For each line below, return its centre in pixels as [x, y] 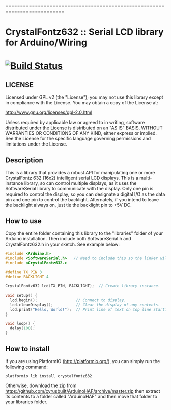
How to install [27, 349]
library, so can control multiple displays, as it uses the [80, 183]
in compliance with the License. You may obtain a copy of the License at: [82, 103]
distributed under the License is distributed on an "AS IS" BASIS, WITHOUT [84, 128]
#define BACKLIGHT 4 [27, 277]
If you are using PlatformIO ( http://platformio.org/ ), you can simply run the [83, 361]
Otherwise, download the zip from [41, 385]
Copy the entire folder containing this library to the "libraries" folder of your [84, 233]
